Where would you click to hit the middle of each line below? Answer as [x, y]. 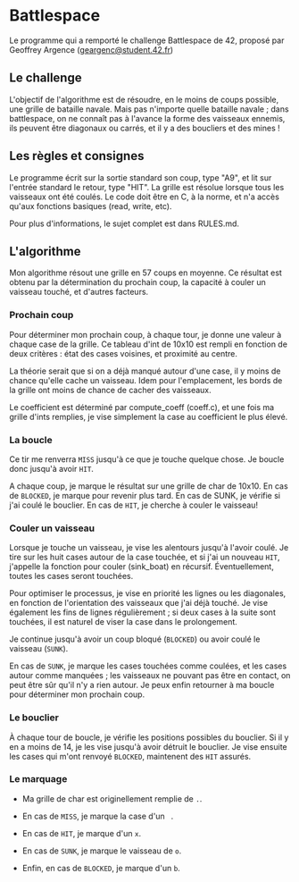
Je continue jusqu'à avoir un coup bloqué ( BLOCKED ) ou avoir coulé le [135, 639]
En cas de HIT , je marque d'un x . [81, 833]
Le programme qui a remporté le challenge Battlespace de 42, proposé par [147, 40]
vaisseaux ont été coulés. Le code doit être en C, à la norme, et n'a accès [144, 197]
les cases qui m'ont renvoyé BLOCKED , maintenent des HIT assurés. [130, 756]
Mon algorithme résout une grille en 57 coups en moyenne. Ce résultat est [146, 273]
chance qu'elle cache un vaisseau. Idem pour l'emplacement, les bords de [146, 380]
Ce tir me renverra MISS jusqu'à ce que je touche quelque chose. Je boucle [147, 459]
